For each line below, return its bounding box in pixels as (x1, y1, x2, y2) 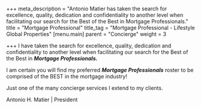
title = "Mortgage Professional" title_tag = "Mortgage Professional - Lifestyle (6, 24, 195, 31)
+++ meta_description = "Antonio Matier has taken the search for (6, 5, 167, 12)
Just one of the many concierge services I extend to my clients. (6, 84, 163, 92)
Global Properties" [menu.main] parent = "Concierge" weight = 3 (6, 31, 167, 38)
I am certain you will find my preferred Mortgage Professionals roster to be (6, 66, 194, 74)
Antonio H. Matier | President (6, 96, 78, 103)
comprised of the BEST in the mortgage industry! (6, 73, 128, 80)
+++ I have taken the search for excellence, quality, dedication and (6, 42, 172, 49)
